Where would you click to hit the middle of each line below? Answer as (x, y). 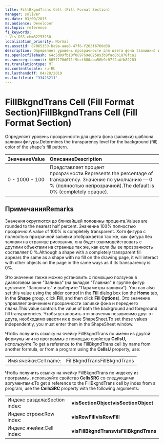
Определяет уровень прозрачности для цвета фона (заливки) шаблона (79, 136)
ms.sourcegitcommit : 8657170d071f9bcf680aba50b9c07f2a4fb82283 (71, 60)
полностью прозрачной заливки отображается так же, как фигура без (79, 236)
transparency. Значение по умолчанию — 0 (101, 179)
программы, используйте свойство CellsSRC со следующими (70, 378)
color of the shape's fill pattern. (37, 147)
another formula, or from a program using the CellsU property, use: (73, 349)
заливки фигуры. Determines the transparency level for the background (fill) (81, 141)
